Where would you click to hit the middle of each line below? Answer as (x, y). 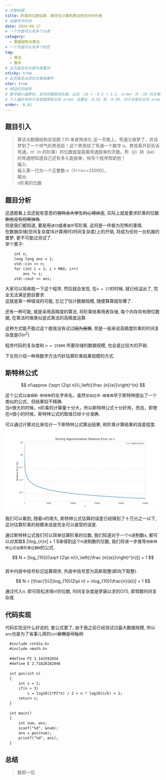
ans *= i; (33, 274)
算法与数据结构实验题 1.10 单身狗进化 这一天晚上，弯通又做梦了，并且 (87, 139)
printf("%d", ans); (38, 738)
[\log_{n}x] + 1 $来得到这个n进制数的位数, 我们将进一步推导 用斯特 (92, 541)
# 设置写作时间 (19, 21)
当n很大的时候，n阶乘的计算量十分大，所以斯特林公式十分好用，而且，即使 (81, 408)
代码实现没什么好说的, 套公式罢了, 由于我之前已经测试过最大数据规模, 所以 (80, 628)
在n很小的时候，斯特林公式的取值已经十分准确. (53, 414)
